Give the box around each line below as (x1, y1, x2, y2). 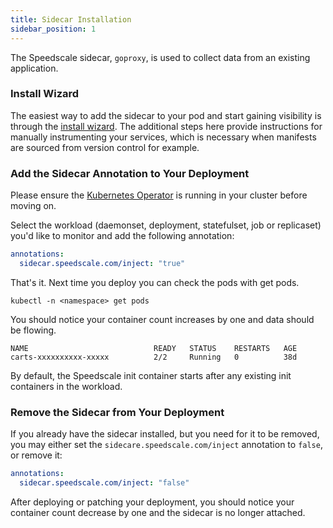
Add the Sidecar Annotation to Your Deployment (10, 166, 250, 180)
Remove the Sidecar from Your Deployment (10, 405, 225, 419)
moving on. (10, 200, 57, 212)
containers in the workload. (10, 380, 123, 392)
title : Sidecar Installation (10, 14, 132, 25)
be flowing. (10, 324, 57, 336)
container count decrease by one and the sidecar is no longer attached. (10, 506, 306, 518)
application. (10, 62, 59, 74)
